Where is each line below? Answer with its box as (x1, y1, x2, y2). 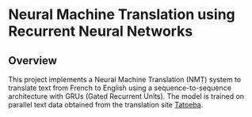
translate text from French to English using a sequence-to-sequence (8, 83, 232, 92)
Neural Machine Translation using (8, 6, 235, 24)
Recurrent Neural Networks (8, 22, 193, 40)
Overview (8, 54, 58, 67)
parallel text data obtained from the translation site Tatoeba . (8, 100, 204, 109)
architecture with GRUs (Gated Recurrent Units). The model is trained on (8, 92, 244, 100)
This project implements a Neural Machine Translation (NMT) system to (8, 75, 242, 84)
